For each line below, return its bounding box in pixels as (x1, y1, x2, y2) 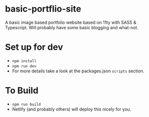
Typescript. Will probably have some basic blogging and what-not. (5, 24, 139, 30)
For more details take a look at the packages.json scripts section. (12, 68, 145, 74)
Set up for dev (5, 42, 63, 53)
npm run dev (12, 64, 37, 68)
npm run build (12, 102, 41, 107)
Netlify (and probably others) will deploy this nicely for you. (12, 106, 131, 112)
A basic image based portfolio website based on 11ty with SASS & (5, 19, 136, 25)
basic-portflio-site (5, 3, 81, 15)
